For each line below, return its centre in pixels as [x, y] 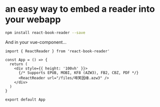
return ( [19, 64]
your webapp [33, 19]
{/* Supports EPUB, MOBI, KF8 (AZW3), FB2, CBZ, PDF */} [79, 72]
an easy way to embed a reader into [80, 9]
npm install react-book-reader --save [45, 33]
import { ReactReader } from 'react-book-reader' [58, 51]
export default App [25, 100]
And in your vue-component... [36, 42]
